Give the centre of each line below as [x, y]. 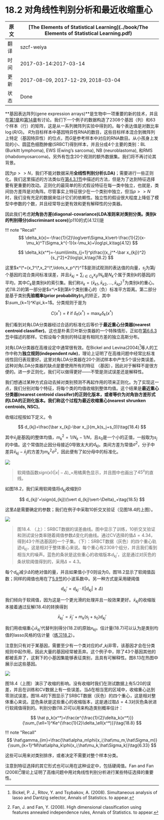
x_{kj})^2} [136, 252]
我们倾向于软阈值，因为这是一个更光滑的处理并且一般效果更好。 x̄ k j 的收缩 [78, 601]
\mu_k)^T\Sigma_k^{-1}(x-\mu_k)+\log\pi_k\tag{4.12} [79, 242]
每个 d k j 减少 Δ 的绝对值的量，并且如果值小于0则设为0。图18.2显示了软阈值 [78, 572]
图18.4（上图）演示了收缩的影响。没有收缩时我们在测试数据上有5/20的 [76, 683]
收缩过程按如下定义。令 [29, 417]
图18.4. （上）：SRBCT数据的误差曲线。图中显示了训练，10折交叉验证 [86, 529]
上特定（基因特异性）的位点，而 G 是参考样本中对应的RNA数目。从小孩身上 [80, 138]
